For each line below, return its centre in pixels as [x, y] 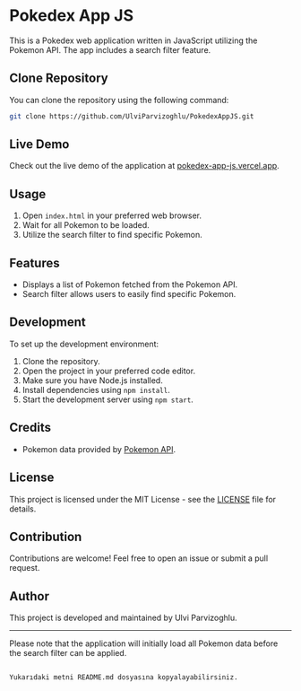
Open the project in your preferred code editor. [108, 371]
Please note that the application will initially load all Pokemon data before [144, 643]
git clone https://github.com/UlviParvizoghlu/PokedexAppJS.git [132, 116]
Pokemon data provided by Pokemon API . [99, 449]
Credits [30, 428]
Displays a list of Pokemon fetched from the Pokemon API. [130, 284]
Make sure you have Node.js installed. [92, 380]
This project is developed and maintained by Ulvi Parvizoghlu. [123, 618]
